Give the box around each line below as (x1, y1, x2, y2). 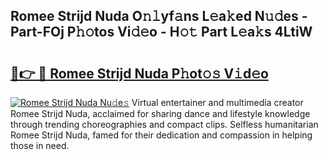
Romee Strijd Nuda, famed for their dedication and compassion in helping (10, 129, 313, 141)
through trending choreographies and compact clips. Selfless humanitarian (10, 119, 319, 130)
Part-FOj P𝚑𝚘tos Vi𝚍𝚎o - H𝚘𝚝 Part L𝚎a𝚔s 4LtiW (10, 24, 313, 41)
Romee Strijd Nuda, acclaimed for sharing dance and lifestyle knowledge (10, 108, 311, 119)
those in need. (10, 140, 70, 151)
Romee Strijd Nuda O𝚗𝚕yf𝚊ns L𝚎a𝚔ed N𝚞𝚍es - (10, 8, 308, 25)
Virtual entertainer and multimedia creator (131, 97, 304, 108)
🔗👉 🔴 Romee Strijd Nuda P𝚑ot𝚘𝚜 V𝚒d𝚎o (10, 65, 269, 82)
